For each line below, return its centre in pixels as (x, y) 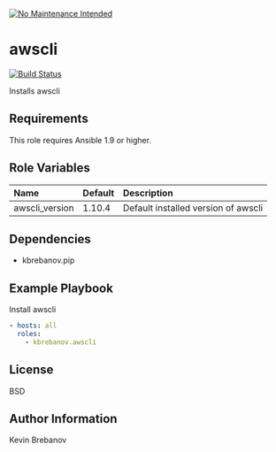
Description (148, 193)
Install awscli (33, 310)
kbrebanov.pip (48, 260)
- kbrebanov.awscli (61, 342)
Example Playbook (61, 288)
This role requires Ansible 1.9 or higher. (80, 140)
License (31, 370)
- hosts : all (33, 326)
